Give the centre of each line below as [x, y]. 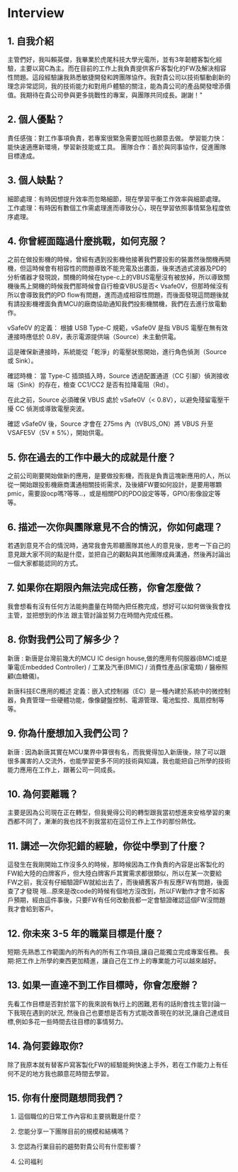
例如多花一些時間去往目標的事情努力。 [71, 1021]
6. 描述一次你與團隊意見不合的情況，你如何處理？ [115, 527]
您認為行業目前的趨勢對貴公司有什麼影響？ [80, 1146]
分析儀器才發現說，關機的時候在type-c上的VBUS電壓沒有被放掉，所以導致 [116, 277]
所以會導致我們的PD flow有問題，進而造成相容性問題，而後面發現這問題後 [115, 295]
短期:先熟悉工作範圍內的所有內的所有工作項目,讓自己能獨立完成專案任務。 [115, 952]
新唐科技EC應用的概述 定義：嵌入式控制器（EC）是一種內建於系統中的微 [113, 691]
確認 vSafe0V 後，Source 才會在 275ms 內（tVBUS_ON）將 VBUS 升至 [110, 424]
